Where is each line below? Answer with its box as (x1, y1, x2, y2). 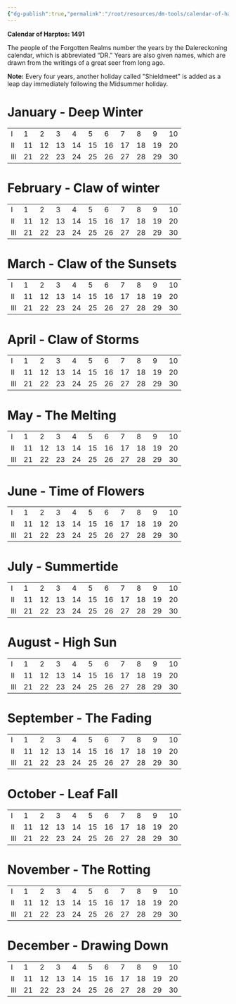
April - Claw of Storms (7, 331, 139, 348)
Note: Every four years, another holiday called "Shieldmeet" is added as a (7, 72, 221, 80)
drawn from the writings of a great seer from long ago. (7, 58, 165, 67)
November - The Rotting (7, 862, 151, 878)
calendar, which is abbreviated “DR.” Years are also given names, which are (7, 51, 226, 59)
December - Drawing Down (7, 938, 169, 954)
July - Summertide (7, 558, 119, 575)
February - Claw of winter (7, 180, 160, 196)
